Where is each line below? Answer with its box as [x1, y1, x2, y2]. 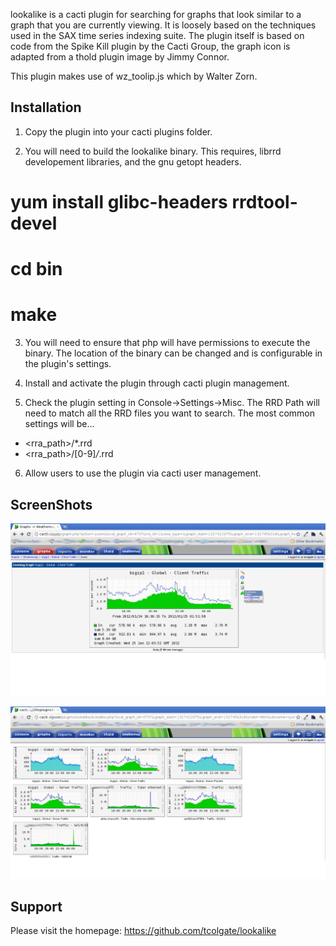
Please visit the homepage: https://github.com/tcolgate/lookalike [10, 925, 277, 936]
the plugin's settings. [24, 358, 112, 370]
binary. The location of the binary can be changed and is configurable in [24, 347, 323, 359]
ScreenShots [10, 496, 93, 513]
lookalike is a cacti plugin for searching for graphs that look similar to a [10, 9, 302, 20]
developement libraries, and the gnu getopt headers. [24, 155, 242, 168]
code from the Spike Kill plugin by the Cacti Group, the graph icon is [10, 40, 291, 52]
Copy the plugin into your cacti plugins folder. [24, 125, 213, 138]
